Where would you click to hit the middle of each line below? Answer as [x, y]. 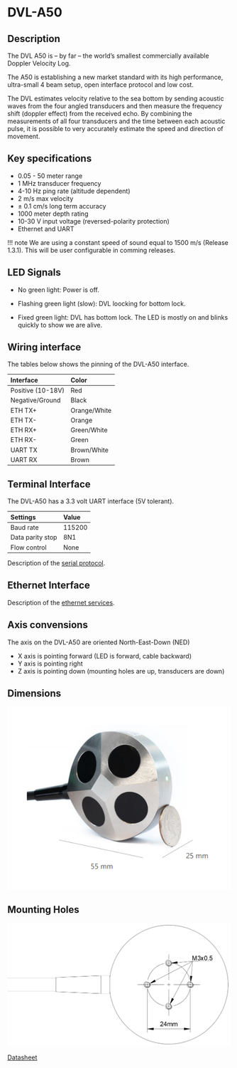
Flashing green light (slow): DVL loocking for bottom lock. [101, 303]
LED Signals [34, 272]
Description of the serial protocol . [56, 563]
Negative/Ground [35, 400]
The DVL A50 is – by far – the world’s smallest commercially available [108, 56]
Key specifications [50, 158]
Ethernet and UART [46, 229]
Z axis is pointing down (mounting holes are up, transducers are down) [121, 671]
